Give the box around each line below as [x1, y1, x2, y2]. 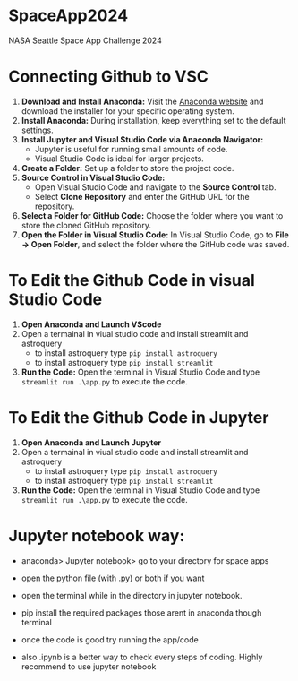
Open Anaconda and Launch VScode [21, 319, 162, 330]
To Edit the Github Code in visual [8, 271, 256, 291]
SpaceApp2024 [8, 5, 129, 26]
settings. [21, 125, 55, 135]
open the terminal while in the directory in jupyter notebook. [21, 590, 243, 600]
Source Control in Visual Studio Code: [21, 172, 166, 183]
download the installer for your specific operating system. [21, 105, 234, 116]
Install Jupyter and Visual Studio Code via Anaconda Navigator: [21, 134, 264, 144]
